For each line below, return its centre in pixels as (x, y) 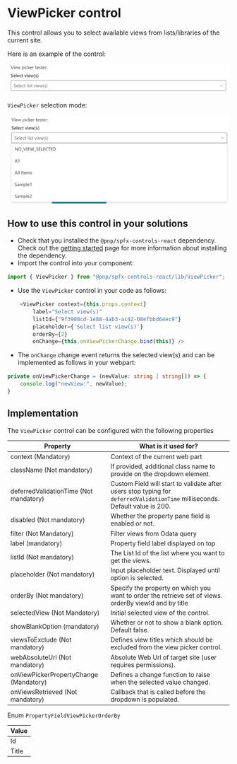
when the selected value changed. (160, 682)
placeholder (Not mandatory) (53, 574)
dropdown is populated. (145, 699)
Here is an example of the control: (56, 54)
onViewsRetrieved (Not (44, 692)
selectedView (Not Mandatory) (55, 613)
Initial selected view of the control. (160, 613)
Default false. (130, 630)
